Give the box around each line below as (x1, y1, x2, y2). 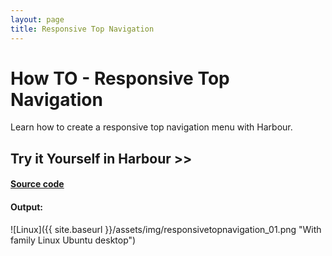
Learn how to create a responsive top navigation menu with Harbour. (10, 121, 293, 133)
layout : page (10, 14, 65, 25)
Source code (10, 178, 65, 190)
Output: (10, 201, 43, 213)
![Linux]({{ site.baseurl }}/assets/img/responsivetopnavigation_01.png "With (10, 223, 322, 235)
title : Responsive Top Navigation (10, 24, 155, 34)
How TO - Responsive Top (10, 67, 230, 90)
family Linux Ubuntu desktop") (10, 234, 137, 246)
